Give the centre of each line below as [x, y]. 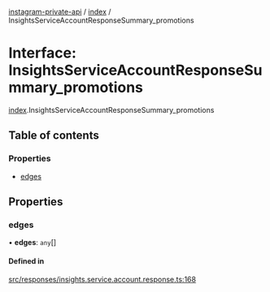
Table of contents [54, 136]
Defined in [26, 261]
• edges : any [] [33, 243]
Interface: [43, 53]
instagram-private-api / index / [60, 12]
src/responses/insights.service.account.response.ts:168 [102, 279]
